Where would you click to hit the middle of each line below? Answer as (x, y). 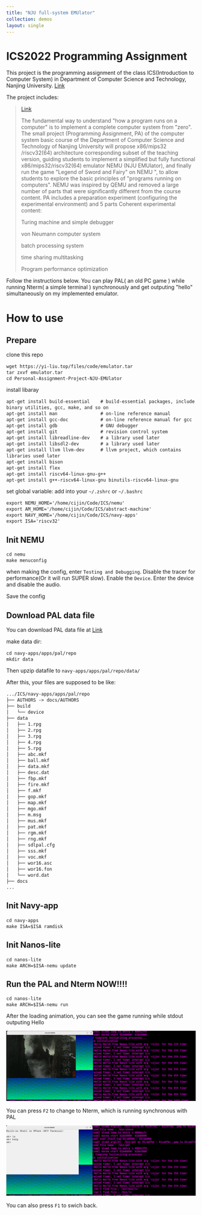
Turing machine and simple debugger (67, 222)
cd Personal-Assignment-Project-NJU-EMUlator (64, 379)
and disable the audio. (34, 585)
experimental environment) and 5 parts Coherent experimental (98, 204)
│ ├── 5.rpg (24, 748)
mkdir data (20, 659)
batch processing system (52, 246)
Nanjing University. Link (35, 86)
